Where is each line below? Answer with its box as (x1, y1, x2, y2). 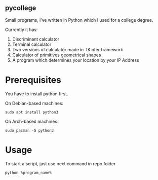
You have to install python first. (5, 91, 68, 97)
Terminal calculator (12, 41, 52, 47)
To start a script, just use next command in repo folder (5, 160, 116, 167)
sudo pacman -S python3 (5, 128, 54, 133)
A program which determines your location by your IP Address (12, 57, 139, 63)
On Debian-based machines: (5, 100, 63, 106)
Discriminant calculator (12, 36, 60, 42)
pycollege (5, 4, 37, 12)
